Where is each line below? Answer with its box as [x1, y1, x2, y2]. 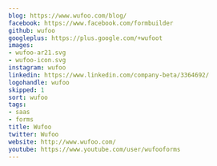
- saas [8, 109, 30, 117]
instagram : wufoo [8, 64, 66, 72]
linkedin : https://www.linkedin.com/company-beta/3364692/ [8, 71, 210, 79]
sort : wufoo [8, 93, 48, 101]
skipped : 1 [8, 85, 45, 94]
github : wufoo [8, 26, 56, 34]
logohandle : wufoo [8, 78, 70, 86]
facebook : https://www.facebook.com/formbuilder [8, 19, 174, 27]
